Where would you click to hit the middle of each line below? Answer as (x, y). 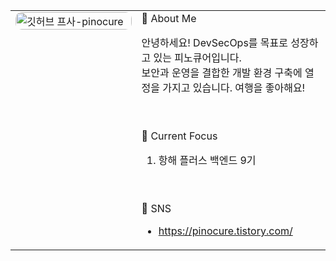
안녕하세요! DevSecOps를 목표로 (215, 42)
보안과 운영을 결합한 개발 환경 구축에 (222, 72)
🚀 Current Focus (179, 136)
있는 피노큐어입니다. (197, 57)
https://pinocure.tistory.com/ (225, 231)
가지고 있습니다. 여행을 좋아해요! (234, 87)
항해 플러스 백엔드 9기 (207, 160)
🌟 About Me (169, 18)
